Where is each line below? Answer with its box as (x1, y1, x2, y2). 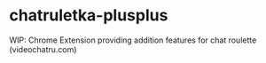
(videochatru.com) (9, 43, 77, 54)
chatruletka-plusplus (9, 5, 168, 26)
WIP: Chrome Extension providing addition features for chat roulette (9, 35, 257, 45)
